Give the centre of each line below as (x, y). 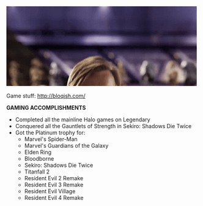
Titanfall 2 (37, 172)
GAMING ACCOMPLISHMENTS (46, 108)
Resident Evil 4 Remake (54, 198)
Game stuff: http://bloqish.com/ (46, 96)
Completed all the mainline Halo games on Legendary (83, 120)
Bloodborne (39, 158)
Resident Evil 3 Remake (54, 185)
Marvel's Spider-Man (51, 139)
